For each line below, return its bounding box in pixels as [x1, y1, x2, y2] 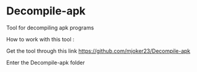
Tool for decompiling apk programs [6, 24, 94, 31]
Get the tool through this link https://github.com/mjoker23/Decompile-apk [6, 47, 191, 55]
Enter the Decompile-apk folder [6, 59, 85, 66]
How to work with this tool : [6, 35, 75, 43]
